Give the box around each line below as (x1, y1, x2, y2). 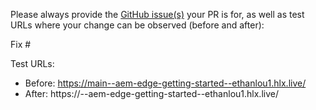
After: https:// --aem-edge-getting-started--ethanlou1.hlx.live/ (24, 88, 279, 99)
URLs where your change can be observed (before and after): (10, 19, 265, 31)
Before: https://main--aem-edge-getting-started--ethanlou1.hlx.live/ (24, 77, 307, 89)
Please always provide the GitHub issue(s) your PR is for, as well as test (10, 9, 305, 20)
